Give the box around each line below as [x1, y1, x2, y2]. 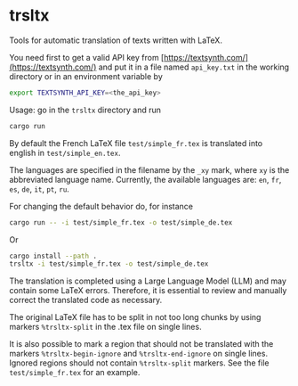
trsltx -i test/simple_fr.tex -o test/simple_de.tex [9, 259, 209, 268]
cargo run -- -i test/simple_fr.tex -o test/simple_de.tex [9, 218, 233, 227]
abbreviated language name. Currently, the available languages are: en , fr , [9, 174, 282, 185]
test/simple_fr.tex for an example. [9, 367, 141, 378]
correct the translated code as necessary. [9, 295, 163, 306]
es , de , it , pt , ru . [9, 184, 69, 194]
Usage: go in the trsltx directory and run [9, 104, 162, 115]
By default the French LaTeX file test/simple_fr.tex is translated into [9, 137, 263, 148]
